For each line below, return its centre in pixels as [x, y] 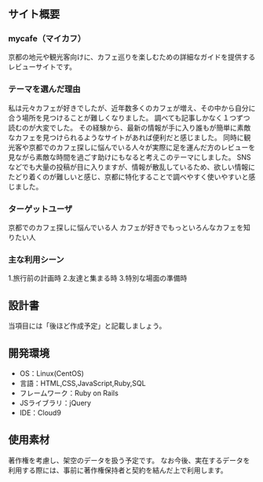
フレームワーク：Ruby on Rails [69, 393]
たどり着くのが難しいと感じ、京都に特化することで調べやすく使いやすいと [128, 177]
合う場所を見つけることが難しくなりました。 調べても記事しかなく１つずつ [129, 118]
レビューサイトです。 [42, 67]
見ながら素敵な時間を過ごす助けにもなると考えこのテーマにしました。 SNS [130, 157]
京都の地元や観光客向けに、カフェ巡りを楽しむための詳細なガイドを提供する [132, 57]
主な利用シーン [36, 259]
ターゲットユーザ [40, 208]
